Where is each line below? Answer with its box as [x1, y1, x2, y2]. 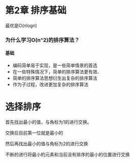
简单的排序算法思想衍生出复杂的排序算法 [12, 75, 97, 82]
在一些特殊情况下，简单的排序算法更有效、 [12, 69, 102, 75]
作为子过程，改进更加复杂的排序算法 [12, 82, 89, 88]
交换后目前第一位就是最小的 [5, 130, 63, 136]
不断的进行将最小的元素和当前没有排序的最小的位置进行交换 [5, 151, 130, 157]
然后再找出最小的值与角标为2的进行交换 [5, 141, 88, 147]
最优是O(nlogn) [5, 22, 37, 29]
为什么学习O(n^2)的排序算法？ [5, 36, 80, 43]
